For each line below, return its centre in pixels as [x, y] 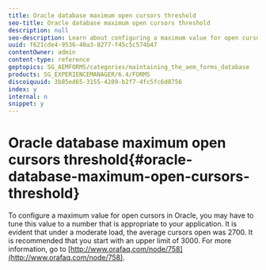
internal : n [28, 97]
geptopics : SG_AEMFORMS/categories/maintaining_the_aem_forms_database [129, 67]
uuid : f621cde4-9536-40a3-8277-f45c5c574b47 [83, 45]
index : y [23, 89]
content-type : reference [49, 60]
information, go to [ [40, 249]
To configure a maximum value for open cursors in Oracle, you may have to [131, 215]
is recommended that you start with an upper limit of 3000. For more [120, 241]
